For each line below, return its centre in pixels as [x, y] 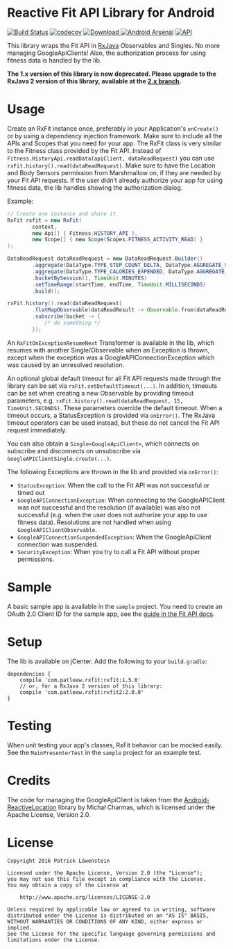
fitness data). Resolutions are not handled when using [94, 522]
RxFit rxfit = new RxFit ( [44, 220]
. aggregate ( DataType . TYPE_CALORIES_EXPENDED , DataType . [114, 271]
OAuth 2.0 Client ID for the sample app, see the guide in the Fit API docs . [111, 614]
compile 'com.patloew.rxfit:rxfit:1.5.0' [80, 680]
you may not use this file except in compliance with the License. [107, 879]
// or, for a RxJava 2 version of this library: [91, 686]
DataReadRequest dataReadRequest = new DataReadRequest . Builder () [105, 259]
